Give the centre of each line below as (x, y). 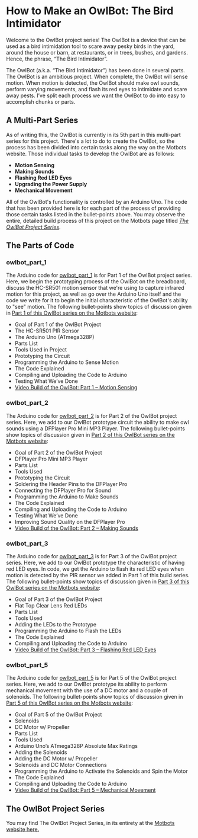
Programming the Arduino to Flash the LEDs (68, 631)
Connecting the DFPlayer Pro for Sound (63, 490)
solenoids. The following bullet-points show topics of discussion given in (95, 697)
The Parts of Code (40, 246)
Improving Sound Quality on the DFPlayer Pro (70, 522)
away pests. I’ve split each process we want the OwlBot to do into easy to (96, 95)
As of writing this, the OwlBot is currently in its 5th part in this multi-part (94, 135)
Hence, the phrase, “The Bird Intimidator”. (57, 59)
